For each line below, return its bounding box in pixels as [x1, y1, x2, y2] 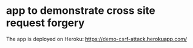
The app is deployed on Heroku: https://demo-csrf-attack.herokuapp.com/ [6, 35, 187, 42]
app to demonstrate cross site [6, 4, 156, 17]
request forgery [6, 16, 85, 29]
